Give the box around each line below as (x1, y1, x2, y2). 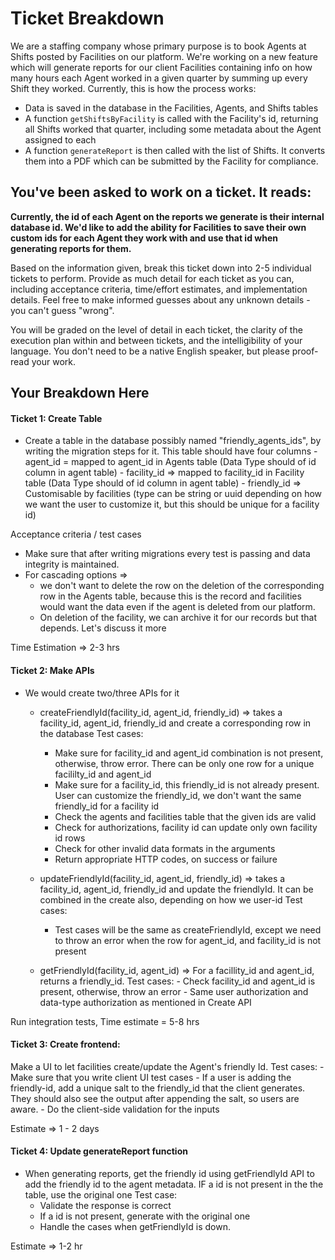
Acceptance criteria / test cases (10, 528, 142, 541)
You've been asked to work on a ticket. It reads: (10, 184, 312, 201)
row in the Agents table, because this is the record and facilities (39, 590, 302, 602)
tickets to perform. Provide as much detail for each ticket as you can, (10, 272, 295, 284)
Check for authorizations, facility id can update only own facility (54, 821, 318, 833)
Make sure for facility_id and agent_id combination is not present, (54, 747, 324, 759)
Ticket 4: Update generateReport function (10, 1145, 188, 1157)
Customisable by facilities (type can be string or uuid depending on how (24, 488, 323, 500)
